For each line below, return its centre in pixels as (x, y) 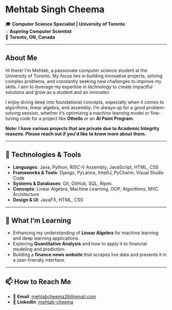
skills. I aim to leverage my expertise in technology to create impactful (79, 87)
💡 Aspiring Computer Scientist (38, 31)
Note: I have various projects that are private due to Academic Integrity (82, 128)
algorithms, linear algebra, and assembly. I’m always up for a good (75, 107)
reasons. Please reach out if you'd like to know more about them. (76, 134)
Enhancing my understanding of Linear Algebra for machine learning (85, 233)
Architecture (26, 194)
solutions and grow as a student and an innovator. (58, 92)
